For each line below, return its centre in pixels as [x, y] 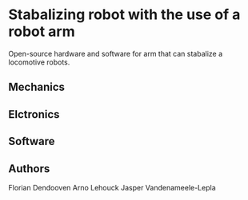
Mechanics [37, 87]
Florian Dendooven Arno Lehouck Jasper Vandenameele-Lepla [112, 187]
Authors [29, 169]
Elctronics [34, 114]
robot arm [42, 31]
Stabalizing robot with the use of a [124, 15]
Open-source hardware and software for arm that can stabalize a [116, 53]
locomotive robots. [39, 62]
